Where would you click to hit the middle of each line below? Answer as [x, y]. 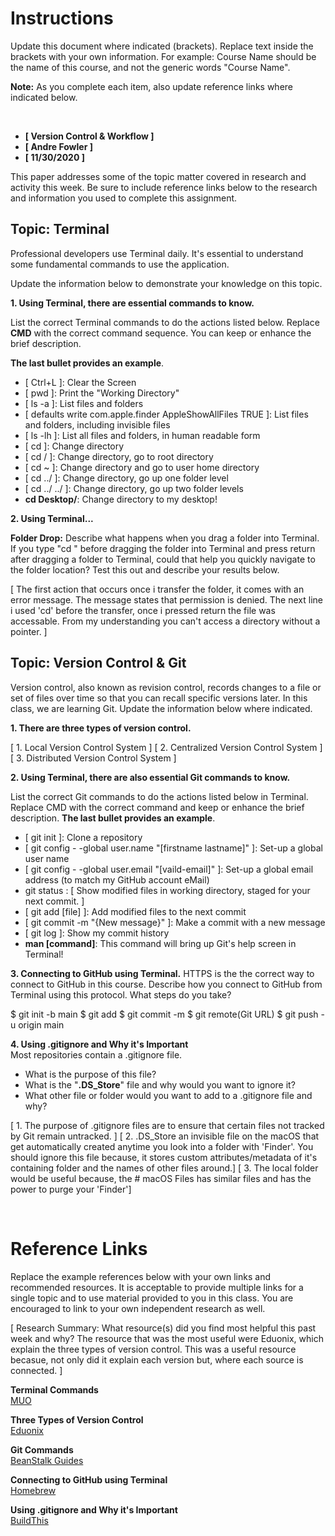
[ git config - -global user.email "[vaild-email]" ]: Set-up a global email [169, 869]
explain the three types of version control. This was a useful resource [153, 1349]
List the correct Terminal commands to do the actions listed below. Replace [165, 322]
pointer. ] [29, 631]
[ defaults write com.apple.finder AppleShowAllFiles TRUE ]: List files [166, 414]
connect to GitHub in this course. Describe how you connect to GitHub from [166, 984]
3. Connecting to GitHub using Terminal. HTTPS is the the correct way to [162, 973]
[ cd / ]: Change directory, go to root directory [119, 456]
